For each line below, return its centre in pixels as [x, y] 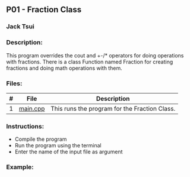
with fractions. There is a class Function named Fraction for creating [90, 62]
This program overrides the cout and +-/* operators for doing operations [95, 55]
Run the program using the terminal [58, 146]
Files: [14, 83]
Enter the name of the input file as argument [69, 152]
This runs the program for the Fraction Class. [113, 108]
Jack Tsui [20, 27]
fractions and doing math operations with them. [64, 68]
